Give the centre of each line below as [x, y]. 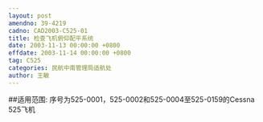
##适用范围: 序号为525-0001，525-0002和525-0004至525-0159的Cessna [131, 99]
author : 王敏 [29, 75]
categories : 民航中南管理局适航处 [60, 68]
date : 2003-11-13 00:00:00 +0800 [64, 46]
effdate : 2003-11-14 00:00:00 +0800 [70, 53]
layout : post [30, 16]
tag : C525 [25, 61]
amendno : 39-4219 [37, 23]
